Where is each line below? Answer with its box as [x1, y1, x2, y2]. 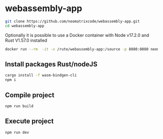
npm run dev [5, 130, 29, 135]
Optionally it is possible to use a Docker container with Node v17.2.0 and [5, 32, 149, 38]
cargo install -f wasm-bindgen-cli [5, 73, 77, 78]
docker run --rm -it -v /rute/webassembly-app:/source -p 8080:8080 [5, 46, 149, 51]
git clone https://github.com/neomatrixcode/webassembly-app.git [5, 19, 140, 24]
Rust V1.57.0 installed [5, 37, 48, 43]
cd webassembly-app [5, 23, 45, 28]
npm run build [5, 104, 34, 108]
